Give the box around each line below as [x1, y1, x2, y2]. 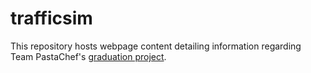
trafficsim [10, 7, 93, 30]
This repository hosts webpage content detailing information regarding [10, 40, 302, 52]
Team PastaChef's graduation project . [10, 50, 167, 62]
